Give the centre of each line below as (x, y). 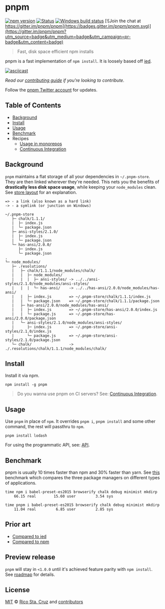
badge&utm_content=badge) (34, 42)
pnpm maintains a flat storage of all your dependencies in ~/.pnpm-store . (78, 176)
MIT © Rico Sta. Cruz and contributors (44, 602)
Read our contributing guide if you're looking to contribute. (65, 80)
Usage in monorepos (41, 144)
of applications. (21, 483)
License (17, 590)
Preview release (30, 557)
